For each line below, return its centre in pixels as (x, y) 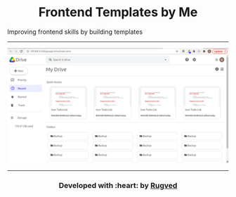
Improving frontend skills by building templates (75, 32)
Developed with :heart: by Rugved (118, 185)
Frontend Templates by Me (118, 12)
